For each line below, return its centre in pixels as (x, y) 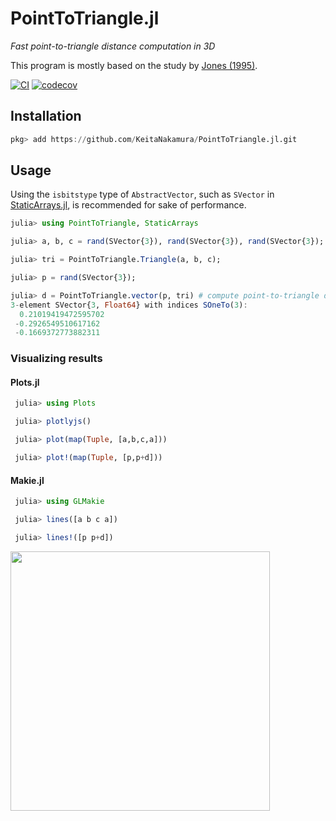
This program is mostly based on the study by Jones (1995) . (134, 65)
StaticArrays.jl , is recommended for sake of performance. (128, 205)
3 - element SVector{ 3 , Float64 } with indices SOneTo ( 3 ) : (129, 305)
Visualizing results (56, 359)
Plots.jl (25, 382)
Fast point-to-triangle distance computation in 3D (113, 46)
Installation (46, 116)
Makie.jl (27, 480)
